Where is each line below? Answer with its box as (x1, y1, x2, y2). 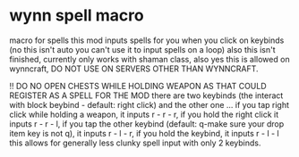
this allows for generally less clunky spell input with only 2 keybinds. (9, 137, 261, 148)
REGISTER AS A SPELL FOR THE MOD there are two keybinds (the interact (9, 90, 284, 101)
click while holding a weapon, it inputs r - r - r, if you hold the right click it (9, 109, 279, 120)
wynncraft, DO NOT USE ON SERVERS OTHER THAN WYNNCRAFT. (9, 63, 259, 74)
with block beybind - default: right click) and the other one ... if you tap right (9, 99, 289, 110)
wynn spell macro (9, 5, 145, 26)
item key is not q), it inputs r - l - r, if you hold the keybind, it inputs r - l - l (9, 128, 279, 138)
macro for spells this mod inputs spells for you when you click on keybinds (9, 35, 285, 45)
